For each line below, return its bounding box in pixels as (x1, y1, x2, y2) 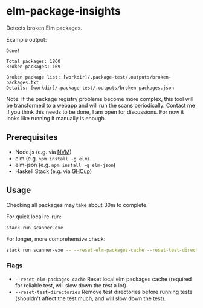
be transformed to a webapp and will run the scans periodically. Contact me (6, 102, 195, 109)
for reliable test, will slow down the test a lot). (14, 281, 128, 289)
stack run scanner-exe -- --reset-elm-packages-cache (6, 247, 145, 254)
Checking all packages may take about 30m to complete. (6, 201, 148, 208)
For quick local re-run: (6, 213, 62, 220)
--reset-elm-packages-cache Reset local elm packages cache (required (14, 275, 192, 283)
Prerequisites (6, 132, 58, 143)
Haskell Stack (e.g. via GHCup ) (14, 168, 92, 175)
